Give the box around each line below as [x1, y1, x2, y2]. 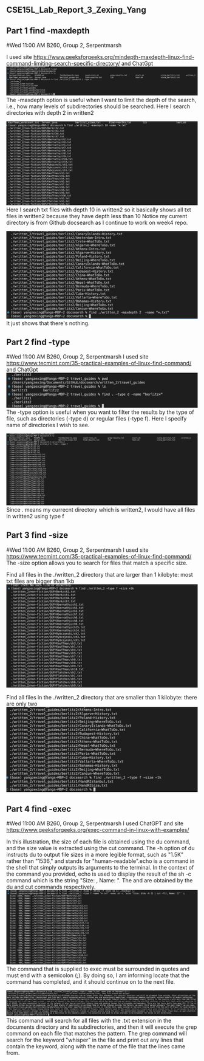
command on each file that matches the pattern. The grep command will [6, 1030, 187, 1037]
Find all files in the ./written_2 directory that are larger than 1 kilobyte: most [6, 571, 193, 578]
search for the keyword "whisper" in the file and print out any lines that [6, 1036, 184, 1044]
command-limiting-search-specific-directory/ [6, 60, 120, 67]
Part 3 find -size [6, 530, 69, 540]
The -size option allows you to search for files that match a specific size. [6, 559, 188, 566]
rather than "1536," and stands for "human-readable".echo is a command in [6, 857, 195, 865]
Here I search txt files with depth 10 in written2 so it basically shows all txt [6, 206, 191, 213]
